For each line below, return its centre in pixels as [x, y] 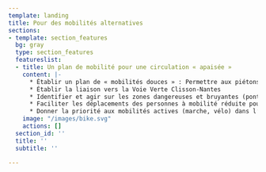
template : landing [38, 15]
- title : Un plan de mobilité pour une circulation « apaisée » [123, 67]
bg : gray [30, 45]
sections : [25, 30]
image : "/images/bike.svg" [67, 119]
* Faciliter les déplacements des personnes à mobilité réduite [137, 104]
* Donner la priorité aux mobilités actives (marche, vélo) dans [139, 112]
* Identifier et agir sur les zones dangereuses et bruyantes [134, 97]
